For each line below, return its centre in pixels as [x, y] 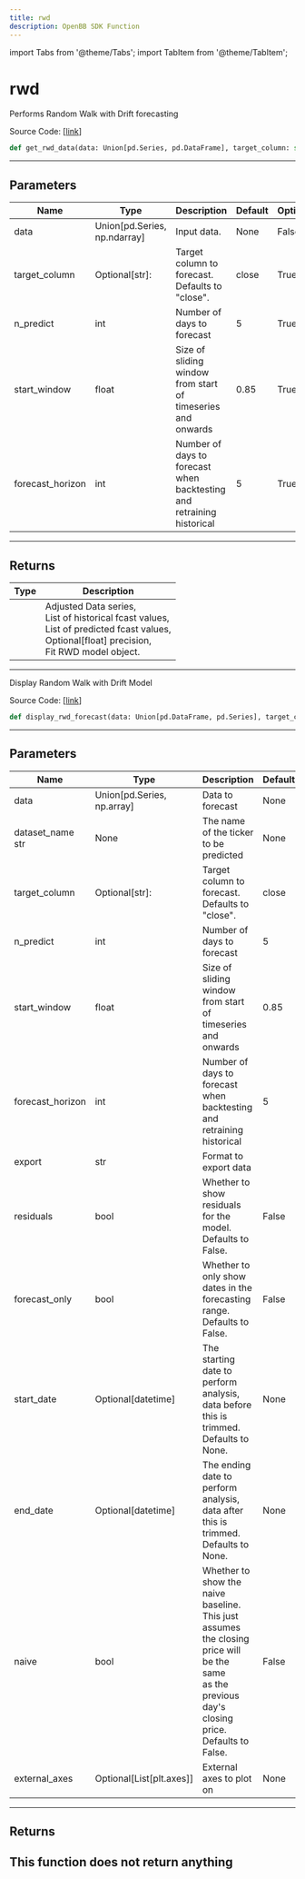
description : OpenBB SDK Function [75, 26]
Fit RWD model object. [93, 651]
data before [227, 1405]
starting [219, 1359]
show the [222, 1582]
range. [216, 1310]
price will [221, 1650]
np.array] [114, 806]
